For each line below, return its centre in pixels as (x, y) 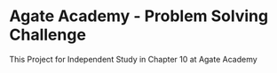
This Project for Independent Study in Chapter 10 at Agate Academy (133, 59)
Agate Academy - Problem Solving (139, 16)
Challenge (48, 35)
